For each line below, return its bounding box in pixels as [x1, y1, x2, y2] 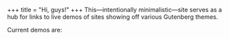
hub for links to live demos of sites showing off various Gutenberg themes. [7, 13, 219, 21]
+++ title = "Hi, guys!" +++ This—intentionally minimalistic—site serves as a [7, 6, 222, 13]
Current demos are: [7, 26, 63, 34]
